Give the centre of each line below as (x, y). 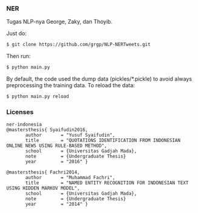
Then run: (19, 56)
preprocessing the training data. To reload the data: (71, 86)
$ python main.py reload (38, 96)
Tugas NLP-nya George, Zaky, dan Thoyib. (60, 22)
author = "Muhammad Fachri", (70, 178)
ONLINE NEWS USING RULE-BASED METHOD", (57, 146)
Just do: (17, 33)
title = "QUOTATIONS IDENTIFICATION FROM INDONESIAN (103, 141)
